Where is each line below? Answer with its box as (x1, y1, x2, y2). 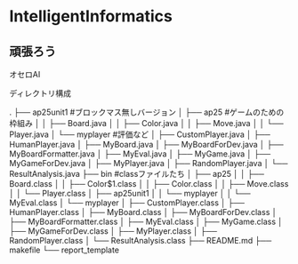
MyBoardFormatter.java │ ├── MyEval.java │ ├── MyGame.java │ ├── (9, 148, 271, 159)
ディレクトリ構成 (9, 88, 72, 99)
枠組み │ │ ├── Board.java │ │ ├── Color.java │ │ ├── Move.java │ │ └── (9, 118, 284, 128)
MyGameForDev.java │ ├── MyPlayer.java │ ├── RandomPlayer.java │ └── (9, 158, 288, 168)
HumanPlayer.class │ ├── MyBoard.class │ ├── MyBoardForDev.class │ (9, 207, 278, 217)
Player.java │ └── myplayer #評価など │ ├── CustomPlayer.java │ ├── (9, 129, 271, 140)
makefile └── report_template (9, 244, 120, 255)
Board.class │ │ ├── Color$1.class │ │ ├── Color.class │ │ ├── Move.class (9, 179, 289, 188)
